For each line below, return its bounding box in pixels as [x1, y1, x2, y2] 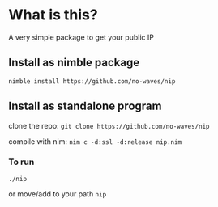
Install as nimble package [8, 56, 140, 70]
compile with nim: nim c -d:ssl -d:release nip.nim [8, 136, 182, 146]
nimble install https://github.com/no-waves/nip [8, 77, 176, 86]
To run [8, 156, 35, 167]
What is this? [8, 6, 99, 24]
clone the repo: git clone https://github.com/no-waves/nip [8, 120, 210, 130]
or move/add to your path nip [8, 188, 107, 199]
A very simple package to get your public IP [8, 32, 154, 42]
